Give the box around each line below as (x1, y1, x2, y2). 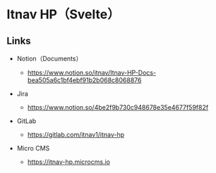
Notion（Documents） (16, 54, 83, 63)
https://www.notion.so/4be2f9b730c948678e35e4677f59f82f (27, 103, 209, 111)
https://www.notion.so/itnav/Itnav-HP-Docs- (27, 68, 157, 77)
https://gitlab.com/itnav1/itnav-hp (27, 131, 125, 139)
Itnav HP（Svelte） (6, 6, 121, 23)
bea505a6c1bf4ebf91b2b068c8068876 (27, 76, 142, 84)
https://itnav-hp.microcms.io (27, 158, 111, 166)
